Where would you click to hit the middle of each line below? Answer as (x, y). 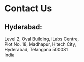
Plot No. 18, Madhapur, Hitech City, (40, 44)
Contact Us (28, 9)
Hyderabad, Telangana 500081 (36, 50)
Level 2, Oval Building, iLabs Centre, (42, 39)
